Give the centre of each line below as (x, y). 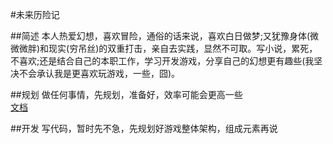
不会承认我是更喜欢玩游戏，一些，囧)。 (99, 73)
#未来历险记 (35, 14)
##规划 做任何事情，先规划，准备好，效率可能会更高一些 (126, 94)
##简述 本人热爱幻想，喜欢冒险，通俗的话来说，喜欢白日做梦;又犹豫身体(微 (164, 36)
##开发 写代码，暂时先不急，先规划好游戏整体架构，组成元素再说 (144, 128)
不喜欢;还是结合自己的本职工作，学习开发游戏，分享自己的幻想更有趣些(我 (162, 61)
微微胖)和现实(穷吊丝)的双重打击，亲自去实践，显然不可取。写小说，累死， (164, 48)
